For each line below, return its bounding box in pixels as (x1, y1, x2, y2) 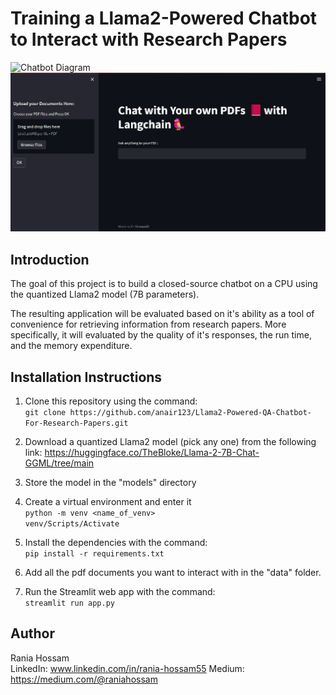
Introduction (10, 251, 90, 268)
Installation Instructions (10, 368, 163, 386)
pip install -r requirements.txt (24, 549, 165, 559)
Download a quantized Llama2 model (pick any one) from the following (24, 436, 317, 448)
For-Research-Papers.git (24, 418, 129, 429)
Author (10, 625, 55, 642)
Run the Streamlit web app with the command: (24, 586, 216, 598)
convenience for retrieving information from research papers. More (10, 318, 287, 331)
